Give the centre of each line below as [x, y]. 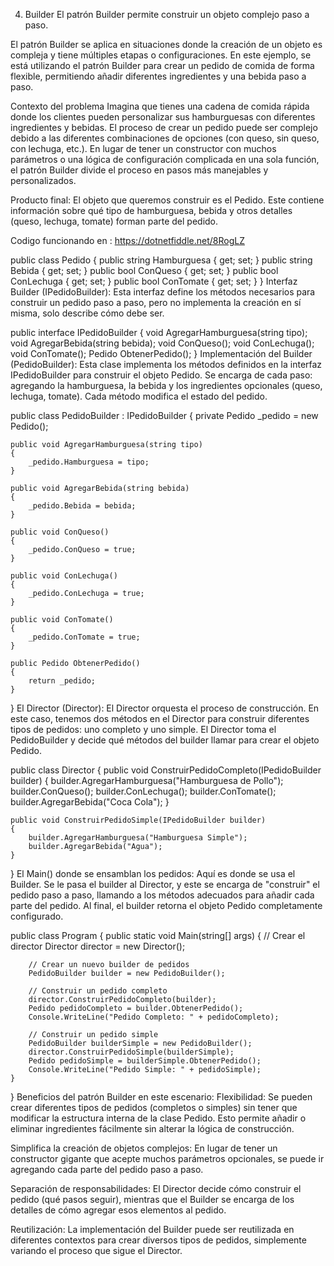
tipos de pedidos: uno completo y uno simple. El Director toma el [143, 729]
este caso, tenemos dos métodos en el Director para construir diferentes [160, 718]
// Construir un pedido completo [98, 991]
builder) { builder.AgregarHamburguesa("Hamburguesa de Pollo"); [147, 780]
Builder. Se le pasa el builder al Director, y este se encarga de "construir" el [165, 884]
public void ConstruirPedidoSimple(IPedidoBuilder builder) [138, 820]
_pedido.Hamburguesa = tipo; [89, 462]
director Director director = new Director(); [98, 946]
